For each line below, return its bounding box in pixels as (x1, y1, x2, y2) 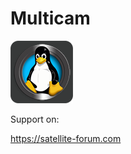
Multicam (10, 7, 91, 30)
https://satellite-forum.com (10, 132, 122, 144)
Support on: (10, 113, 60, 125)
